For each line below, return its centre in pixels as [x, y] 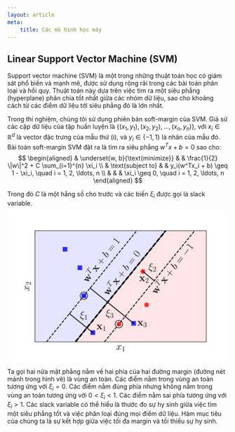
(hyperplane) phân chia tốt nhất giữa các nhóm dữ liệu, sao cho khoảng [110, 98]
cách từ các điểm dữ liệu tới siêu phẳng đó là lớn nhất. [86, 106]
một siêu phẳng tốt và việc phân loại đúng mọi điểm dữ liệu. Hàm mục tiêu [115, 413]
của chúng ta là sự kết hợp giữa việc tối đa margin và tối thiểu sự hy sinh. [113, 421]
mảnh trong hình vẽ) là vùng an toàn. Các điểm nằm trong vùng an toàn [110, 379]
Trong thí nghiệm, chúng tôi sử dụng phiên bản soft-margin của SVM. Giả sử [117, 119]
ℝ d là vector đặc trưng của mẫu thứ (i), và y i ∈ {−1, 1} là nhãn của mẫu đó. [114, 137]
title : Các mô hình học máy [61, 29]
